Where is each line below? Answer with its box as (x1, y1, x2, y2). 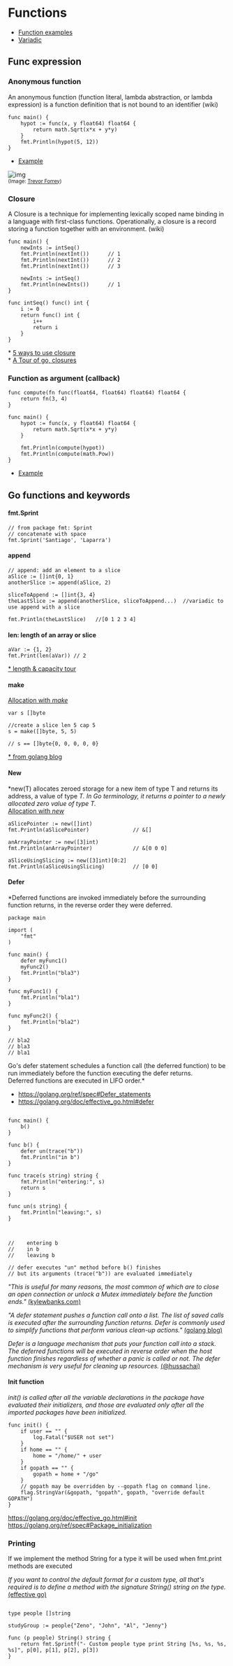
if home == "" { (20, 1446, 68, 1454)
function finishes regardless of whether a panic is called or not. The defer (8, 1354, 220, 1363)
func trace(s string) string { (8, 1172, 99, 1179)
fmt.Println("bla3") (20, 969, 80, 976)
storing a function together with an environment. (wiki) (8, 224, 165, 232)
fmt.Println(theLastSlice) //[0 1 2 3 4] (8, 616, 137, 623)
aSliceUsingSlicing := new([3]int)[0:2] (8, 856, 128, 864)
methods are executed (8, 1562, 73, 1570)
